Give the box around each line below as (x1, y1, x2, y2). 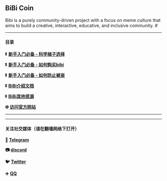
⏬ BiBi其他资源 (5, 93, 34, 99)
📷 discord (5, 147, 27, 153)
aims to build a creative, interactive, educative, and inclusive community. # (5, 22, 158, 28)
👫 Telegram (5, 137, 29, 143)
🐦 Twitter (5, 159, 26, 165)
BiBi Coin (5, 4, 34, 12)
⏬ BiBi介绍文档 (5, 83, 34, 89)
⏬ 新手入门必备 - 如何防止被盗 (5, 72, 65, 79)
